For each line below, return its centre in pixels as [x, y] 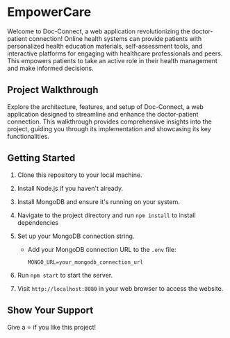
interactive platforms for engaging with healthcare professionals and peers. [115, 53]
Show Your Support [50, 310]
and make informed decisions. [50, 68]
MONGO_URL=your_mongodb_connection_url [85, 262]
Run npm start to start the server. [65, 275]
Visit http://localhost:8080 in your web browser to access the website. [120, 288]
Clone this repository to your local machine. [80, 175]
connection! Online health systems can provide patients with [115, 38]
